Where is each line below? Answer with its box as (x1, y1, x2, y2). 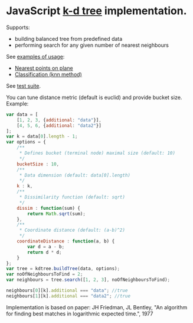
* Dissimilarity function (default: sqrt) (19, 194, 126, 200)
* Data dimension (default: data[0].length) (19, 172, 131, 178)
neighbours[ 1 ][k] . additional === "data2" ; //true (6, 293, 131, 299)
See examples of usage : (6, 53, 65, 60)
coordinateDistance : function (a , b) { (17, 238, 115, 244)
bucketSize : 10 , (17, 161, 60, 167)
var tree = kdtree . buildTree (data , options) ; (6, 266, 120, 272)
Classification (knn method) (14, 71, 83, 78)
